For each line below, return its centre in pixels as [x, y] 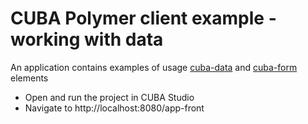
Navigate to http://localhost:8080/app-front [114, 108]
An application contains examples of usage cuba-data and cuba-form [154, 67]
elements [29, 78]
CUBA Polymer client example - [143, 18]
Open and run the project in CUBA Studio [109, 97]
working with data [87, 39]
